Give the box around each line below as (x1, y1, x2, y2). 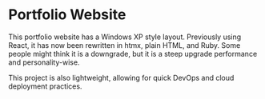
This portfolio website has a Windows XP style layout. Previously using (8, 32, 242, 42)
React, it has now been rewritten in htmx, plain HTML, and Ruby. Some (8, 40, 241, 49)
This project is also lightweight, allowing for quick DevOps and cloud (8, 73, 235, 82)
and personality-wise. (8, 57, 80, 67)
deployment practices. (8, 81, 82, 91)
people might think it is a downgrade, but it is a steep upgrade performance (8, 49, 258, 58)
